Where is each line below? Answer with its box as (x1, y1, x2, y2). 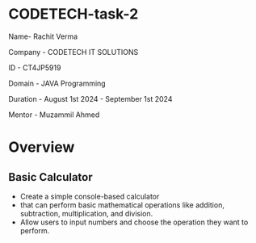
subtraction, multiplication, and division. (19, 208, 153, 218)
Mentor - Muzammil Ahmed (8, 110, 100, 119)
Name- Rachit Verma (8, 31, 78, 41)
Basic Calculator (8, 170, 93, 184)
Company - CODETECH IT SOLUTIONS (8, 47, 139, 57)
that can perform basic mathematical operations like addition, (19, 199, 225, 210)
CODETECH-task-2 (8, 5, 139, 23)
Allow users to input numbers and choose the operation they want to (19, 217, 249, 227)
